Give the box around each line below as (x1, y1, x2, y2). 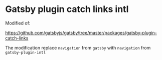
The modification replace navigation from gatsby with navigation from (5, 44, 151, 50)
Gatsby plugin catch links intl (5, 3, 129, 15)
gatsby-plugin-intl (5, 50, 46, 55)
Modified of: (5, 20, 31, 26)
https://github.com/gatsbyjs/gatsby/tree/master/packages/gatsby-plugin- (5, 29, 157, 35)
